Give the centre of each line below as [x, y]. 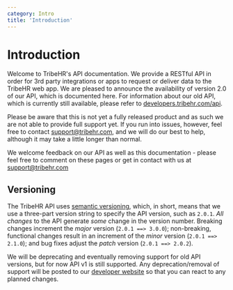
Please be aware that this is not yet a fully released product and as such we [115, 117]
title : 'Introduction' [40, 20]
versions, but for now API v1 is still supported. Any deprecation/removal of [113, 264]
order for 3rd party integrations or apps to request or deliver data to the [110, 82]
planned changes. [33, 279]
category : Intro [31, 14]
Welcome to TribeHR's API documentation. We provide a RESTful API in [110, 74]
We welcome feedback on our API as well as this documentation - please [112, 153]
